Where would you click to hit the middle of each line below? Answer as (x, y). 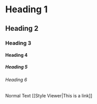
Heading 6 (16, 80)
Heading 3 (18, 43)
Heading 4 (17, 55)
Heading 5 (17, 67)
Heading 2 (22, 28)
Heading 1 (27, 9)
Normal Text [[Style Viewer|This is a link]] (49, 95)
